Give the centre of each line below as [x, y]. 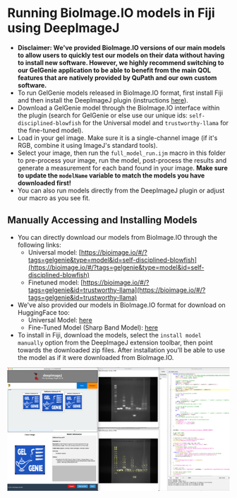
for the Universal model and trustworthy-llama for [156, 122]
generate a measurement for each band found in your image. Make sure [122, 168]
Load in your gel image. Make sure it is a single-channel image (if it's [117, 138]
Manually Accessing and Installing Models [102, 220]
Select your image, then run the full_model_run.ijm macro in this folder [121, 153]
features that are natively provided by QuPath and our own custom [117, 77]
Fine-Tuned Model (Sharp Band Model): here [93, 328]
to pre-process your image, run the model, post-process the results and [122, 160]
